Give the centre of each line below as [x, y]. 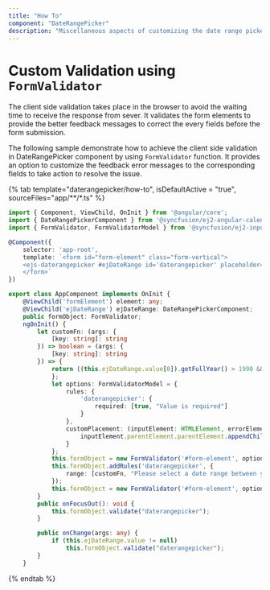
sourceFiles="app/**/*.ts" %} [57, 198]
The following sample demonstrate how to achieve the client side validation [133, 148]
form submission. [37, 133]
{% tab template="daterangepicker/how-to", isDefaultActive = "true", [123, 189]
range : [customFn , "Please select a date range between [161, 474]
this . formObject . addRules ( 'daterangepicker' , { [133, 466]
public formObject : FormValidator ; [82, 316]
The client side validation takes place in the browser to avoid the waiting [128, 107]
